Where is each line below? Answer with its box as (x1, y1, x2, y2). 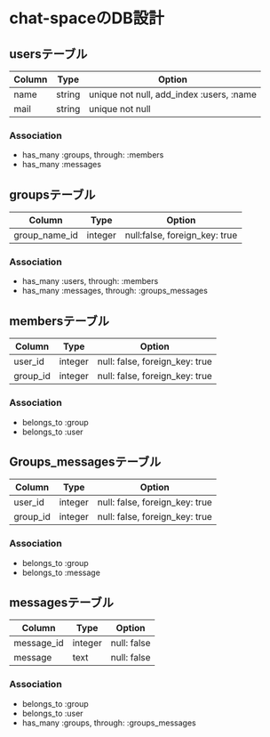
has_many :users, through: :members (21, 276, 159, 287)
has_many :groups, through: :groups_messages (21, 717, 197, 728)
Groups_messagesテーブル (9, 454, 162, 469)
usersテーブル (9, 46, 88, 61)
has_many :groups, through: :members (21, 150, 164, 160)
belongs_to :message (21, 567, 100, 578)
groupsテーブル (9, 187, 96, 202)
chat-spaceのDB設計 (9, 8, 164, 28)
